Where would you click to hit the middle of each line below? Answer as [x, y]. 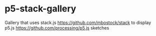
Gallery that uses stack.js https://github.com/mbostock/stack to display [78, 22]
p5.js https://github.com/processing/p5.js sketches [57, 27]
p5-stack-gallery [41, 9]
